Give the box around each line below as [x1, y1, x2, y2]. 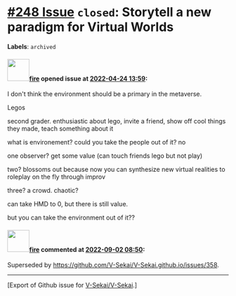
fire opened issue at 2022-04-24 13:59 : [29, 74, 148, 83]
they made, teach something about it [7, 124, 114, 133]
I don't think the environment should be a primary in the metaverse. [7, 90, 202, 98]
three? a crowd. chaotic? [7, 187, 79, 195]
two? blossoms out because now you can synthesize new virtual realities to [7, 166, 226, 174]
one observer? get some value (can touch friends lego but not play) [7, 152, 203, 160]
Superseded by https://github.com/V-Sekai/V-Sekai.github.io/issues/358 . [7, 261, 220, 269]
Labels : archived [7, 42, 56, 51]
